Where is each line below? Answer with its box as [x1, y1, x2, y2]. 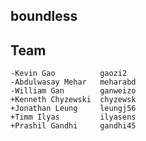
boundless [10, 8, 78, 25]
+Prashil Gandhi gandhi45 [10, 121, 137, 131]
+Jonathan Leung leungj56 [10, 104, 137, 114]
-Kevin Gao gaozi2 [10, 69, 128, 79]
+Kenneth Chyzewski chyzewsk [10, 95, 137, 105]
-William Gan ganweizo [10, 86, 137, 96]
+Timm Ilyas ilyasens [10, 112, 137, 123]
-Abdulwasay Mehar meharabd [10, 77, 137, 88]
